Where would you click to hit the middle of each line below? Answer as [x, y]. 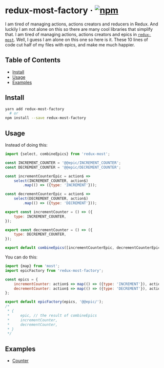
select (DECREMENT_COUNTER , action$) [51, 199]
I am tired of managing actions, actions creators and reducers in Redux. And [82, 24]
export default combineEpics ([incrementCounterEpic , [60, 248]
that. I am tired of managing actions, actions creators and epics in [71, 34]
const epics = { [21, 279]
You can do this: [21, 257]
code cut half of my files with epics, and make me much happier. [70, 44]
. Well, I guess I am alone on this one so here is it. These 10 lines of [81, 40]
